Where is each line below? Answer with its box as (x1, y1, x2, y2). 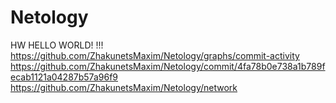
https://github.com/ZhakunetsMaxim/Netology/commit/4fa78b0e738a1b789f (10, 60, 326, 72)
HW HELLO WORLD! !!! (10, 39, 104, 51)
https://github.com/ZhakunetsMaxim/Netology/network (10, 81, 238, 93)
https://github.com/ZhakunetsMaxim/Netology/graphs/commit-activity (10, 49, 300, 61)
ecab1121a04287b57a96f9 (10, 71, 118, 83)
